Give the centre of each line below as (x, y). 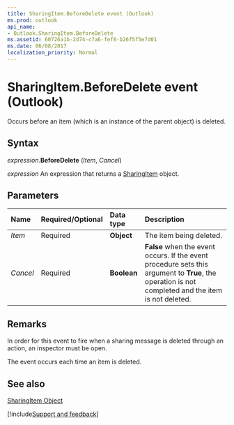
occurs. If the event (177, 255)
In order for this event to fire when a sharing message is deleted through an (116, 341)
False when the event (180, 247)
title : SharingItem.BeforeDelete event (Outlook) (81, 14)
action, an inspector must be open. (57, 348)
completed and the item (184, 290)
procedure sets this (177, 264)
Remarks (27, 324)
